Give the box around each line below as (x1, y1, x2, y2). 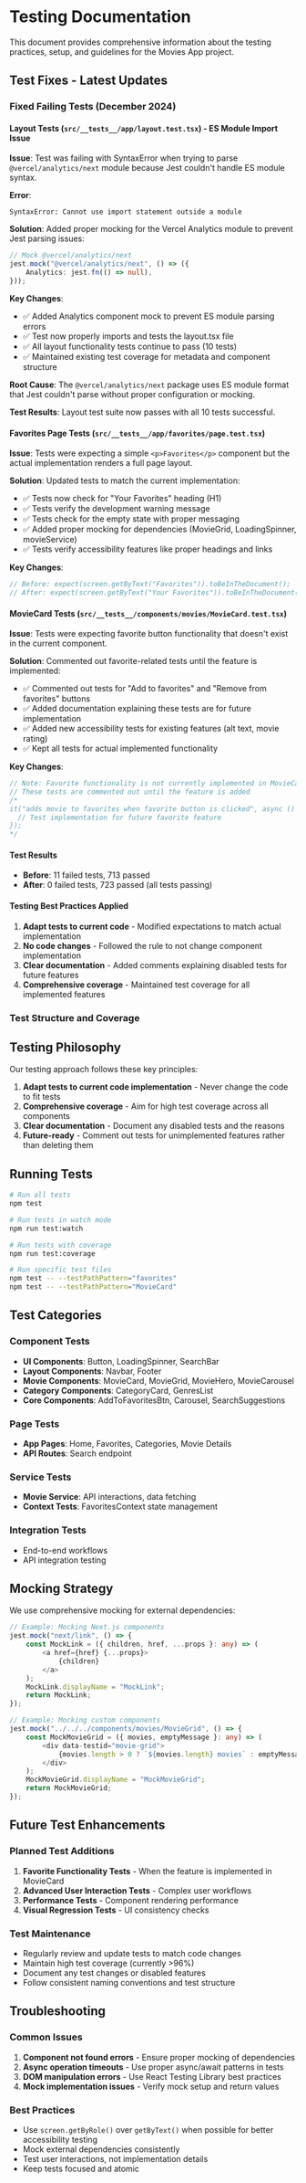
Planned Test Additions (9, 1845, 115, 1858)
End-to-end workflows (22, 1545, 108, 1556)
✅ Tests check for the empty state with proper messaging (22, 513, 240, 524)
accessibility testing (22, 2134, 98, 2145)
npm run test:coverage (9, 1249, 96, 1258)
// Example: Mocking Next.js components (9, 1623, 166, 1632)
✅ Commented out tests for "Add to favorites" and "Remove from (22, 683, 267, 694)
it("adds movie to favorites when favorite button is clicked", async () (9, 804, 296, 814)
